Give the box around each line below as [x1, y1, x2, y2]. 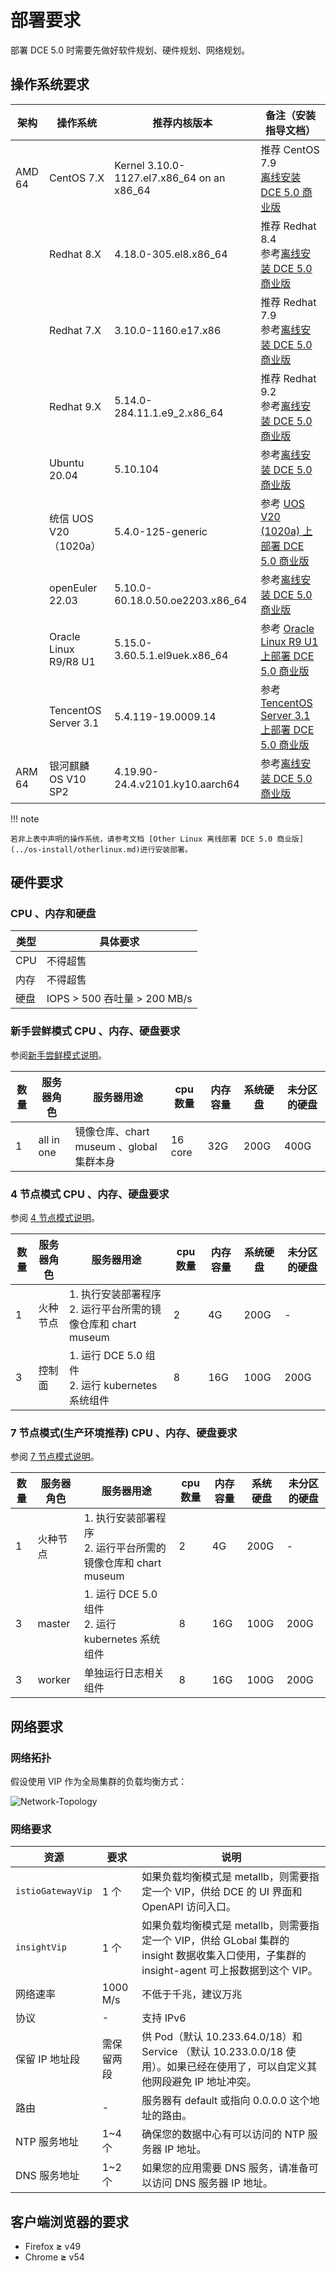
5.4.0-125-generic [114, 524, 208, 538]
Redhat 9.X [49, 399, 102, 413]
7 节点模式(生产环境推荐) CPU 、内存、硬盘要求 [10, 1426, 238, 1440]
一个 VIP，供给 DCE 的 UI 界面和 [151, 1885, 303, 1899]
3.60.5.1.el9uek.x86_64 [114, 648, 229, 662]
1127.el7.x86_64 [114, 171, 197, 185]
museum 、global [74, 1139, 158, 1153]
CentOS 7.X [49, 171, 105, 185]
